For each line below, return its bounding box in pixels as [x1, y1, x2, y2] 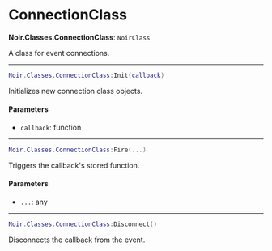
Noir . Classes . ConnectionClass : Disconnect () [8, 220, 158, 228]
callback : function [19, 123, 82, 133]
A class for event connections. [8, 48, 110, 57]
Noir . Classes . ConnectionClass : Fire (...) [8, 146, 147, 155]
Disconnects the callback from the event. [8, 235, 146, 245]
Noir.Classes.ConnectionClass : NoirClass [8, 32, 151, 42]
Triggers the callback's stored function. [8, 160, 140, 170]
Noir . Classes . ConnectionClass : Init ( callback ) [8, 71, 164, 79]
